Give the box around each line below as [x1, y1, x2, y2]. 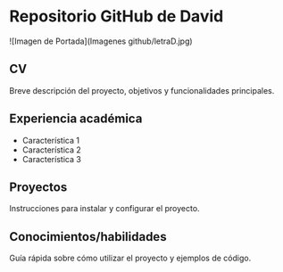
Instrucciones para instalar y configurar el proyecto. [9, 203, 200, 214]
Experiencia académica [9, 111, 143, 127]
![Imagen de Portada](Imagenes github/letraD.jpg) [9, 36, 194, 46]
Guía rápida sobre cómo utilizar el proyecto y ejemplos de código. [9, 252, 252, 264]
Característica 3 [21, 153, 82, 164]
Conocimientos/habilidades [9, 229, 167, 244]
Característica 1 [21, 135, 80, 145]
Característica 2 [21, 144, 82, 155]
